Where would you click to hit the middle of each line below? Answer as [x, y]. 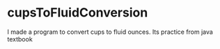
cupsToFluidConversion [78, 13]
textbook [20, 39]
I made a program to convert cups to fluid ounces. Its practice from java [110, 32]
